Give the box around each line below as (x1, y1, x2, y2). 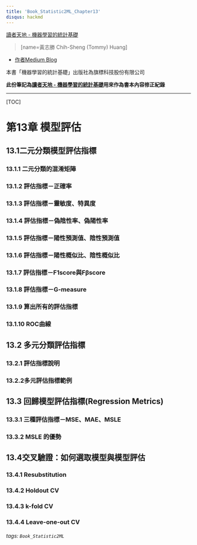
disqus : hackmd (6, 14, 43, 20)
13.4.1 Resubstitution (6, 471, 67, 479)
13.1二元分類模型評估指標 (6, 146, 97, 156)
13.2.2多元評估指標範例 (6, 376, 72, 384)
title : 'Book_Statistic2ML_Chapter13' (6, 8, 101, 15)
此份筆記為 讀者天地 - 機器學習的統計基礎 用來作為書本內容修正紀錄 (6, 81, 165, 88)
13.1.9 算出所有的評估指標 (6, 303, 78, 311)
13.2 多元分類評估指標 (6, 340, 86, 350)
